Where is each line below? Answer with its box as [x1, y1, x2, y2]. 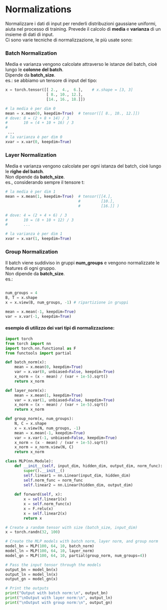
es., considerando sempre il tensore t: [5, 179, 85, 185]
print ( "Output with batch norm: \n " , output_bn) [5, 591, 108, 596]
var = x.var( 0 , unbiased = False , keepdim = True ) [14, 369, 115, 374]
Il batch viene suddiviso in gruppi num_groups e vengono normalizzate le [5, 260, 160, 266]
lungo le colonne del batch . [5, 66, 64, 73]
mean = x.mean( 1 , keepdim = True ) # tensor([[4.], [5, 194, 113, 199]
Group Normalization [5, 248, 59, 255]
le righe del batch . [5, 169, 44, 175]
